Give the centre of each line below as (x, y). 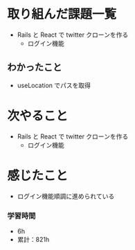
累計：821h (33, 239)
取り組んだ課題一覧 (62, 14)
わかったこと (35, 68)
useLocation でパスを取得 (54, 85)
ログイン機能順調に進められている (66, 196)
